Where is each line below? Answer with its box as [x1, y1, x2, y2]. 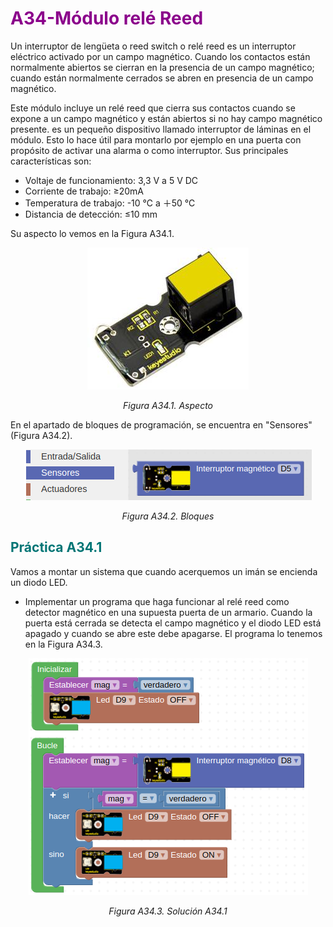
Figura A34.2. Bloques [121, 510, 215, 522]
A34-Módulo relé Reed [10, 7, 204, 30]
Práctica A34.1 [10, 539, 103, 556]
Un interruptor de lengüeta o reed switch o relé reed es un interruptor [10, 40, 297, 52]
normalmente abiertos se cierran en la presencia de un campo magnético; [10, 61, 315, 73]
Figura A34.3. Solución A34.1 [108, 905, 228, 917]
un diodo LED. [10, 576, 68, 588]
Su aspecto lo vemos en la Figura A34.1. [10, 227, 175, 239]
